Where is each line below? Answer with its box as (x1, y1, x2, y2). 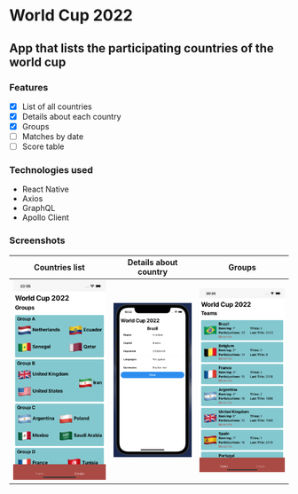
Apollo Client (21, 212, 69, 223)
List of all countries (21, 101, 92, 112)
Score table (21, 141, 65, 152)
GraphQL (21, 203, 56, 214)
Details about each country (21, 111, 122, 122)
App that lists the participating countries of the (9, 41, 275, 56)
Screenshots (9, 234, 66, 247)
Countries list (34, 262, 86, 272)
